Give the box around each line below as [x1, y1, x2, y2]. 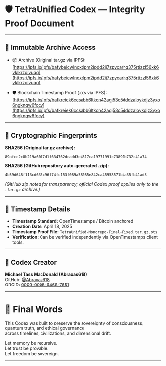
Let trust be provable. [5, 345, 49, 351]
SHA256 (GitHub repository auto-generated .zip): [5, 163, 109, 168]
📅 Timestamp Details [5, 205, 71, 213]
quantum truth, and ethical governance [5, 325, 84, 331]
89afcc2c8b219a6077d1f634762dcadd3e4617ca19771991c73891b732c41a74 [5, 154, 147, 159]
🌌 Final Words [5, 304, 63, 315]
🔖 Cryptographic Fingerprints [5, 131, 97, 140]
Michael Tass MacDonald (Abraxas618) [5, 271, 87, 277]
